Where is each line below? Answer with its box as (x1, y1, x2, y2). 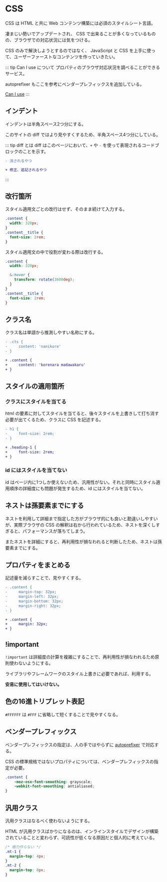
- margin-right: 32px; (5, 603, 61, 608)
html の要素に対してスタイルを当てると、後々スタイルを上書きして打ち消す (5, 411, 160, 417)
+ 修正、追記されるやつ (5, 167, 47, 172)
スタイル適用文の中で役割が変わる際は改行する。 (5, 249, 106, 255)
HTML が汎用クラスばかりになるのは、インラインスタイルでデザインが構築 (5, 828, 159, 834)
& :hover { (9, 273, 30, 278)
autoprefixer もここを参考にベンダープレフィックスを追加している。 (5, 81, 145, 87)
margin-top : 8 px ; (9, 868, 46, 873)
